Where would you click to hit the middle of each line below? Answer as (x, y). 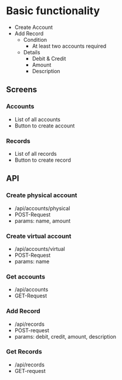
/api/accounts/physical (42, 208)
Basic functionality (53, 11)
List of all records (35, 153)
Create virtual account (39, 236)
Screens (21, 90)
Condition (35, 40)
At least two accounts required (69, 46)
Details (32, 52)
